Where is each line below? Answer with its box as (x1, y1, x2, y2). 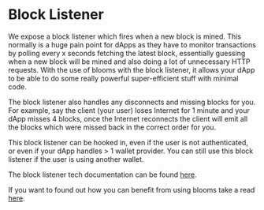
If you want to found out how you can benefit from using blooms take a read (8, 185, 255, 194)
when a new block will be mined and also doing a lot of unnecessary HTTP (8, 57, 251, 66)
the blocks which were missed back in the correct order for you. (8, 122, 217, 132)
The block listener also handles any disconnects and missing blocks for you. (8, 97, 256, 107)
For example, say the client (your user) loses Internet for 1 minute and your (8, 105, 250, 115)
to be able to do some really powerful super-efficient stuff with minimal (8, 73, 239, 83)
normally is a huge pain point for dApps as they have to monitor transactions (8, 39, 256, 49)
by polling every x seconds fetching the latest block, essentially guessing (8, 48, 246, 58)
